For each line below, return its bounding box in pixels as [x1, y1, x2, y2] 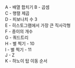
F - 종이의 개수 [5, 29, 33, 34]
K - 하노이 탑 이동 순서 [5, 58, 48, 64]
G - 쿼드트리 [5, 34, 29, 40]
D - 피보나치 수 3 [5, 17, 37, 22]
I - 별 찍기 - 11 [5, 47, 32, 52]
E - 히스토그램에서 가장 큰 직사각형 [5, 22, 71, 28]
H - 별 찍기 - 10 [5, 41, 35, 46]
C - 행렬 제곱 [5, 10, 30, 16]
